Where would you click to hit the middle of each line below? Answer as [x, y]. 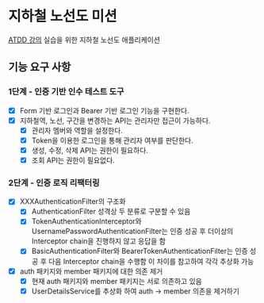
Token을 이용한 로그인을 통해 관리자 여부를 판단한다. [112, 140]
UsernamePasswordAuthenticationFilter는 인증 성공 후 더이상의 [132, 232]
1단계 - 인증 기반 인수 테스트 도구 [66, 92]
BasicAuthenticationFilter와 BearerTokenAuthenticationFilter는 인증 [140, 251]
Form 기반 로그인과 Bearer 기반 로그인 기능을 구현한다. [104, 110]
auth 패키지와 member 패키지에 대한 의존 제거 [91, 271]
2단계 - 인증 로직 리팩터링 [54, 182]
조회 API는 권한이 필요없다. [73, 160]
